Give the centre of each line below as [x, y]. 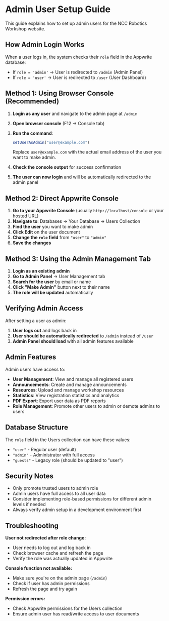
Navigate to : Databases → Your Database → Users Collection [76, 221]
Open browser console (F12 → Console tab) [59, 123]
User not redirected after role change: [46, 538]
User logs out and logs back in [45, 330]
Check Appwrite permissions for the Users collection [67, 608]
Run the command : [33, 133]
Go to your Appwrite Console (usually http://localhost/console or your [88, 211]
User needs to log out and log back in [51, 548]
